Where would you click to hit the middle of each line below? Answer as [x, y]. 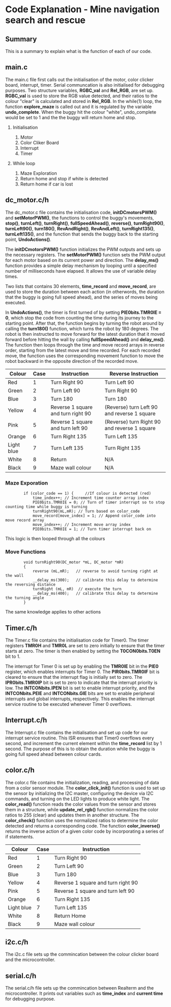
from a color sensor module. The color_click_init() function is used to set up [85, 788]
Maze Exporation [27, 483]
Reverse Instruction [134, 374]
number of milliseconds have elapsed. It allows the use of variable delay [81, 271]
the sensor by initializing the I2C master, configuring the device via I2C [79, 793]
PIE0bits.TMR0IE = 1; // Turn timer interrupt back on [92, 529]
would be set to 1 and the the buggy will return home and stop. [71, 117]
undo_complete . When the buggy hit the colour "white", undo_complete [81, 112]
